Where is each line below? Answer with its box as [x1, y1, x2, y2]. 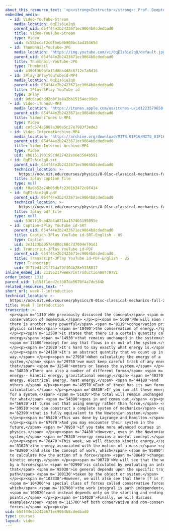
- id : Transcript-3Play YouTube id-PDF [10, 247, 94, 252]
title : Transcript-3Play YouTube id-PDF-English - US [14, 256, 129, 261]
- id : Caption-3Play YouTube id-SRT [10, 223, 87, 228]
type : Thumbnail [14, 64, 49, 69]
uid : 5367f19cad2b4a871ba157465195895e [14, 218, 98, 223]
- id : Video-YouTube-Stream [10, 17, 69, 22]
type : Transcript [14, 261, 51, 266]
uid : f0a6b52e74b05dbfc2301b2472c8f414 [14, 186, 98, 191]
